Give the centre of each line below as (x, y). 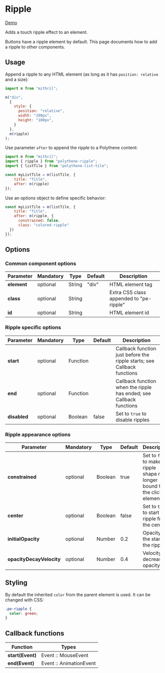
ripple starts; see (135, 361)
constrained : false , (39, 221)
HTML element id (129, 313)
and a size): (17, 79)
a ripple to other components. (35, 47)
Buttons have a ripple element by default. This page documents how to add (81, 42)
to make (152, 461)
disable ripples (133, 420)
